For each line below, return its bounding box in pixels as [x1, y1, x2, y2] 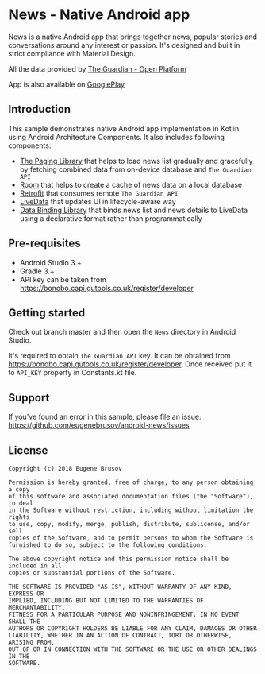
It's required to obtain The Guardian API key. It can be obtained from [8, 351, 232, 361]
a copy [8, 486, 30, 494]
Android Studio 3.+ [19, 258, 82, 267]
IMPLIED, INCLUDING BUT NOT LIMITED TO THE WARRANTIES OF [8, 597, 204, 605]
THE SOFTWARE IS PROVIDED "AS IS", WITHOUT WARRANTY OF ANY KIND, [8, 583, 232, 591]
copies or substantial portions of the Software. [8, 569, 176, 577]
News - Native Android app [8, 6, 190, 24]
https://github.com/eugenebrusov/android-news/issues [8, 420, 190, 430]
